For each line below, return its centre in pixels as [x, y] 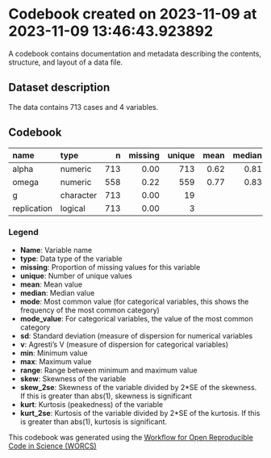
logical [73, 208]
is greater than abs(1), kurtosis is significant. [94, 422]
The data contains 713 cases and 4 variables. [83, 107]
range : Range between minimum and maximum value [108, 370]
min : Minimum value [54, 353]
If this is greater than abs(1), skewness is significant [106, 396]
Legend [23, 233]
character [79, 195]
